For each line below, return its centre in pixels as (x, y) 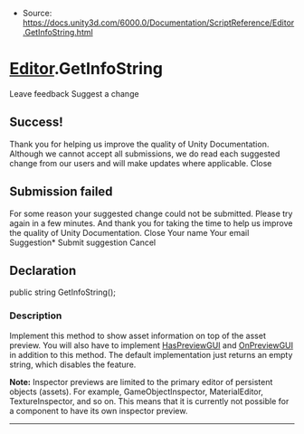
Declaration (43, 270)
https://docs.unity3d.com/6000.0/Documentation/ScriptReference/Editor (158, 23)
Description (36, 316)
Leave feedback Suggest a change (74, 93)
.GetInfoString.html (57, 32)
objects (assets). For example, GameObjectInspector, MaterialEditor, (137, 392)
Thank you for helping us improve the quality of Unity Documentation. (139, 144)
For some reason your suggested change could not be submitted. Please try (151, 213)
